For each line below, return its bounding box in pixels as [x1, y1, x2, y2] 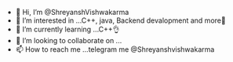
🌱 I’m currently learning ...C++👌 [15, 24, 120, 34]
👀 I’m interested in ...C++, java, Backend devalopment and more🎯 [15, 16, 226, 25]
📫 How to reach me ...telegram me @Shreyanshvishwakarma [15, 45, 215, 54]
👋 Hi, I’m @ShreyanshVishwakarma [15, 8, 129, 16]
